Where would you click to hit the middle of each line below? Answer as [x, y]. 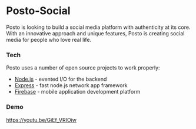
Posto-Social [38, 11]
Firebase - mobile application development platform [77, 92]
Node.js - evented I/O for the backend [61, 79]
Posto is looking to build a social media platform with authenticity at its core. [98, 27]
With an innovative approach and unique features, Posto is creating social [95, 33]
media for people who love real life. [49, 39]
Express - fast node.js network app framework [71, 85]
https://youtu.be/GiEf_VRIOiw [41, 120]
